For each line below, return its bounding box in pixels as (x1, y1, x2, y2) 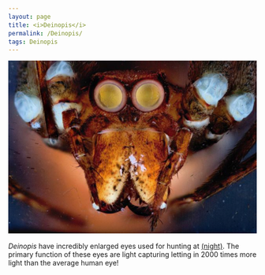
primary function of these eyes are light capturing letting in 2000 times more (8, 250, 257, 259)
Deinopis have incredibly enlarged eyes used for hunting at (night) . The (8, 241, 240, 251)
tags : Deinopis (8, 38, 58, 46)
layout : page (8, 13, 51, 20)
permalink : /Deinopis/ (8, 29, 83, 37)
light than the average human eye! (8, 258, 119, 268)
